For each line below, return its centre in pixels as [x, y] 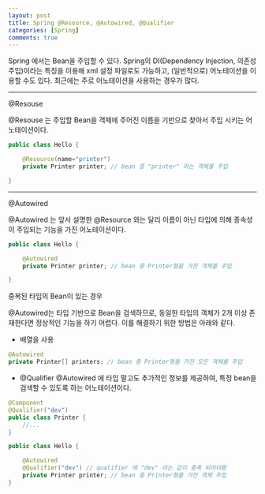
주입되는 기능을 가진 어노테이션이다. [71, 229]
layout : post [30, 15]
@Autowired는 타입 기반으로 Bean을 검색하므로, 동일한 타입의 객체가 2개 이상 [128, 313]
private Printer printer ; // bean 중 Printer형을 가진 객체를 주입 [127, 266]
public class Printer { [47, 417]
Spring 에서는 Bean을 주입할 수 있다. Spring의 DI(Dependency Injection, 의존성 [132, 61]
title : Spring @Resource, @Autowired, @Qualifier [91, 23]
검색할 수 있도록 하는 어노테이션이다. [75, 388]
